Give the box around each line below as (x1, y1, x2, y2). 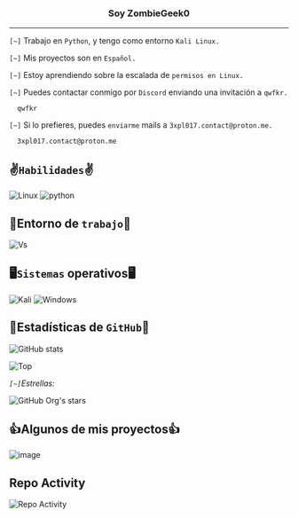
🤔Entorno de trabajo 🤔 (9, 216, 131, 231)
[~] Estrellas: (9, 378, 55, 388)
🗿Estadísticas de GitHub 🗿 (9, 320, 150, 335)
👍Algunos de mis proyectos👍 (9, 421, 180, 436)
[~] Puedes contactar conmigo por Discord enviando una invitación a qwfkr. (9, 87, 288, 98)
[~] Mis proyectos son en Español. (9, 52, 137, 64)
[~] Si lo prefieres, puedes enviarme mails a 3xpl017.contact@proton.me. (9, 120, 273, 130)
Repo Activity (9, 475, 86, 491)
